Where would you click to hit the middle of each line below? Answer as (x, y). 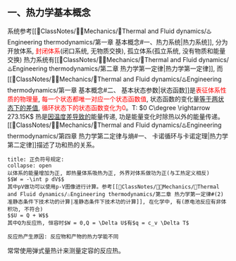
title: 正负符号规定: (36, 159)
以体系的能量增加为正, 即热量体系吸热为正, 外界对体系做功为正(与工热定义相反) (108, 173)
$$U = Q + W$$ (28, 215)
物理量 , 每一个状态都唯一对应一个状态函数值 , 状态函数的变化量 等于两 (119, 99)
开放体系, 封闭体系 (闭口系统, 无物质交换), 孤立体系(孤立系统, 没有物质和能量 (117, 51)
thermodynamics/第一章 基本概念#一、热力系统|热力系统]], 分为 (136, 42)
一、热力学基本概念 (49, 13)
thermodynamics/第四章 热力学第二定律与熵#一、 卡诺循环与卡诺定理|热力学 (118, 135)
